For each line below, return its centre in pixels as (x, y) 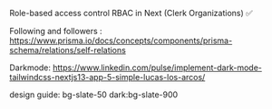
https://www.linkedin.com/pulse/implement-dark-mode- (158, 68)
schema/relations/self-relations (68, 50)
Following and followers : (56, 31)
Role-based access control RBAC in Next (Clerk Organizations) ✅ (131, 13)
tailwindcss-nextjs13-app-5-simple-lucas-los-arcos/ (107, 77)
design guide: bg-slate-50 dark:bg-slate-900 (94, 95)
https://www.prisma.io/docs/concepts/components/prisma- (121, 41)
